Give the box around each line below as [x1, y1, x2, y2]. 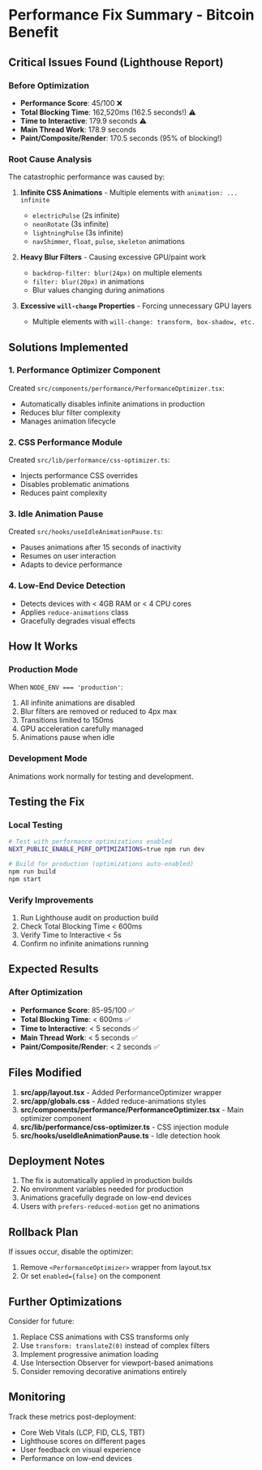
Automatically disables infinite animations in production [19, 398, 205, 408]
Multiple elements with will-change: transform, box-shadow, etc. [32, 317, 256, 327]
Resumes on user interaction [19, 551, 116, 561]
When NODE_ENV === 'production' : [8, 682, 123, 692]
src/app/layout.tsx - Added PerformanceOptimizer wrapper [19, 1087, 222, 1097]
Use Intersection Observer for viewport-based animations [19, 1358, 213, 1368]
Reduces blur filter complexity [19, 407, 121, 417]
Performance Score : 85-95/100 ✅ [19, 1005, 135, 1015]
